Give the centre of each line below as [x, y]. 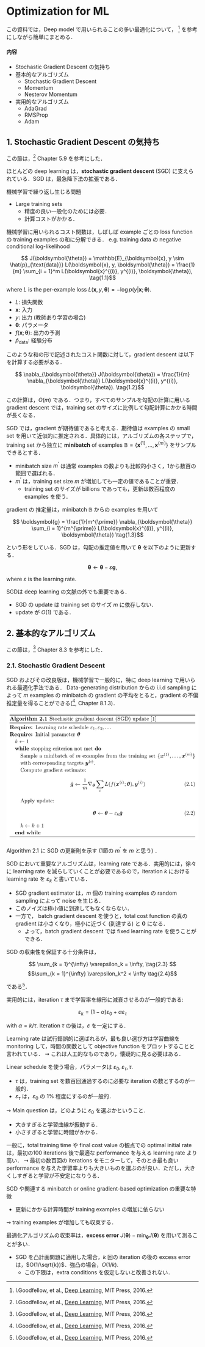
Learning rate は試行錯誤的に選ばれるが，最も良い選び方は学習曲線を [93, 1039]
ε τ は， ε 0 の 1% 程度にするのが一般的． [65, 1097]
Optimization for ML [58, 11]
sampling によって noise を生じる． [59, 900]
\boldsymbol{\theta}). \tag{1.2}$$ [103, 387]
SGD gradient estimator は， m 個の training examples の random [96, 893]
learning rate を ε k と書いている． [49, 879]
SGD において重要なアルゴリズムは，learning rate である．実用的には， [96, 864]
